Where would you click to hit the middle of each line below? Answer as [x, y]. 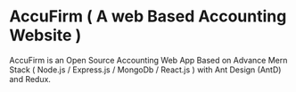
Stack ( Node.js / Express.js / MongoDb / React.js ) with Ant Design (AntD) [145, 70]
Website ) [45, 35]
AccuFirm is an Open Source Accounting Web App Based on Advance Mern [148, 60]
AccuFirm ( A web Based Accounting [148, 17]
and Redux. [30, 79]
